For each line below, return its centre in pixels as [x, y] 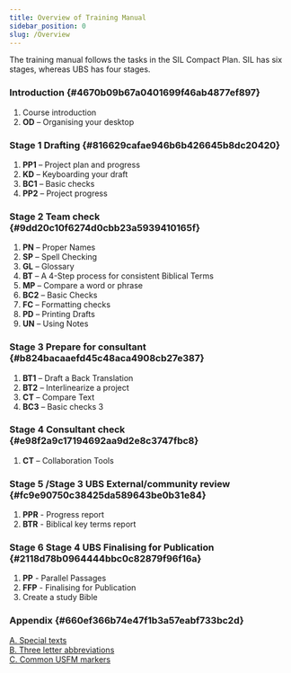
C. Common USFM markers [60, 659]
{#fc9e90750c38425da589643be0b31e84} [108, 495]
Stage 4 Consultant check [67, 429]
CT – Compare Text [58, 397]
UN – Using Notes [55, 323]
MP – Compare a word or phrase [83, 286]
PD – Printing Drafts [59, 314]
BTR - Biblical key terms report [79, 524]
